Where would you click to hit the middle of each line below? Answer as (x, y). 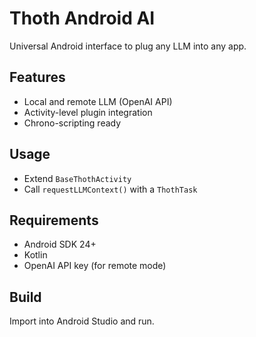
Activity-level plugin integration (88, 112)
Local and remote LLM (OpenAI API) (98, 101)
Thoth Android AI (82, 18)
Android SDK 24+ (60, 244)
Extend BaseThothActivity (77, 178)
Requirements (54, 220)
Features (37, 77)
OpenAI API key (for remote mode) (95, 266)
